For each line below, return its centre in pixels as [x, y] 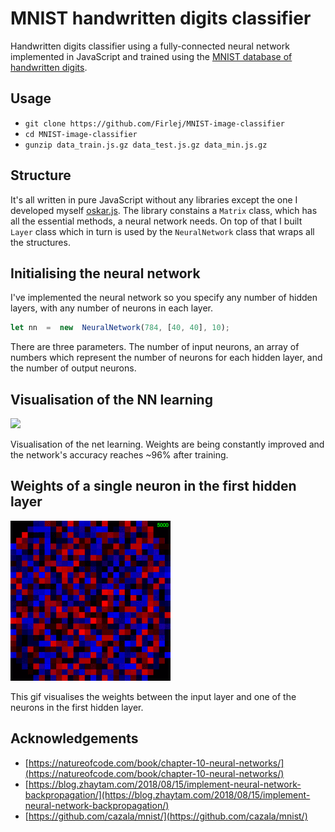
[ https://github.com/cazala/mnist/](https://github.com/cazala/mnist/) [166, 816]
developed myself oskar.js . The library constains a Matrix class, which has [164, 210]
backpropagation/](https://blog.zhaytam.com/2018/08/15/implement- [167, 794]
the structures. [40, 242]
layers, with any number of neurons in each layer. [112, 308]
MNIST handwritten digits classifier [161, 18]
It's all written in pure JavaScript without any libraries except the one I [154, 199]
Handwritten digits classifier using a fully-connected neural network [150, 46]
